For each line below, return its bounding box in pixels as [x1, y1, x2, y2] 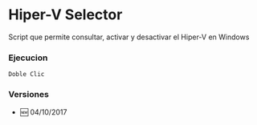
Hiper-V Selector [8, 6, 123, 24]
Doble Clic [8, 71, 45, 79]
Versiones [8, 89, 50, 100]
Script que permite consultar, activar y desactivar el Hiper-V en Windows [8, 32, 250, 42]
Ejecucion [8, 52, 48, 63]
